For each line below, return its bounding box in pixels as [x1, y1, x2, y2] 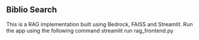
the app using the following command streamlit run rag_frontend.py [6, 27, 174, 34]
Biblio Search [6, 5, 57, 15]
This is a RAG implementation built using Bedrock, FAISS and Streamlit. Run [6, 20, 193, 27]
